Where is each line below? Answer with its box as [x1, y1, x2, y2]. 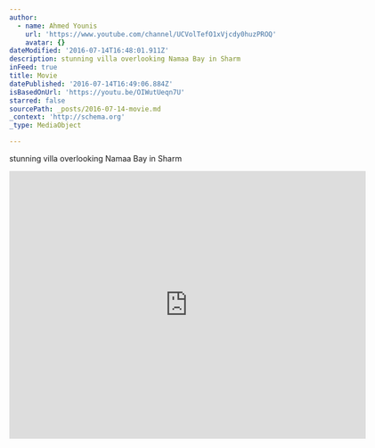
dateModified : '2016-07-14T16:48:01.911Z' [9, 46, 169, 55]
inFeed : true [9, 63, 58, 72]
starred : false [9, 95, 66, 105]
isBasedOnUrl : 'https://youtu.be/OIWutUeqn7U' [9, 87, 185, 96]
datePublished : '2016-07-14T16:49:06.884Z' [9, 79, 174, 88]
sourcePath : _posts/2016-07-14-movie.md [9, 104, 162, 113]
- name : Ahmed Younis [17, 21, 98, 30]
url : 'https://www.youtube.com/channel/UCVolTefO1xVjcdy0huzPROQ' [25, 29, 277, 38]
